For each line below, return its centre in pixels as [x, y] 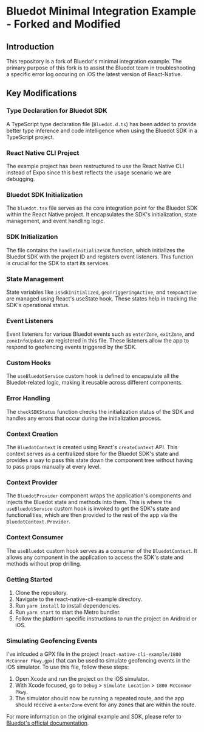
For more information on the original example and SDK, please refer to [94, 717]
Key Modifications [42, 94]
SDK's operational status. [38, 305]
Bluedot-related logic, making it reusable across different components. [95, 383]
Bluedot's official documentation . [48, 723]
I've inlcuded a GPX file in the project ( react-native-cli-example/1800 [94, 654]
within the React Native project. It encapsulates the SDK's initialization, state [102, 215]
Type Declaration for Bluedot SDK [57, 111]
